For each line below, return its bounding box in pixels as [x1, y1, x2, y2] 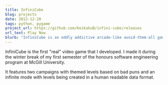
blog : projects [5, 12, 37, 17]
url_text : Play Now [5, 30, 46, 35]
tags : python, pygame [5, 21, 50, 26]
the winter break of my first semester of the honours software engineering [5, 54, 158, 60]
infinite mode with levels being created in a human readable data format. [5, 74, 154, 80]
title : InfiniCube [5, 7, 43, 12]
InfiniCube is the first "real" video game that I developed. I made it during [5, 48, 156, 55]
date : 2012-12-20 [5, 16, 41, 21]
